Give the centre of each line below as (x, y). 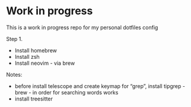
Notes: (14, 74)
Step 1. (14, 39)
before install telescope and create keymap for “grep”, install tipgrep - (100, 86)
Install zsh (27, 56)
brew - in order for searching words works (66, 92)
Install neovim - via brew (45, 63)
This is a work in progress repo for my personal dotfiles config (82, 27)
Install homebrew (36, 50)
